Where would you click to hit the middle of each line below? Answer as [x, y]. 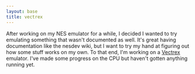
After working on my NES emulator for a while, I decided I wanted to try [92, 33]
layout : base [22, 11]
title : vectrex [25, 17]
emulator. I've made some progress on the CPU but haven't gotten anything [97, 58]
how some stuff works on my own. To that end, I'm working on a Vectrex [93, 52]
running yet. [20, 64]
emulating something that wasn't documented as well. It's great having [91, 40]
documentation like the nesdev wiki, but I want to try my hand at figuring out [98, 46]
